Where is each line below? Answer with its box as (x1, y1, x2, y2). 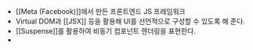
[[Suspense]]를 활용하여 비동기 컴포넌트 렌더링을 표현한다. (15, 27, 196, 35)
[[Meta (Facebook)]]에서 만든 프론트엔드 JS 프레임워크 (15, 7, 186, 16)
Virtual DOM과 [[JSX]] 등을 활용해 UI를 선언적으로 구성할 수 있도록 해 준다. (15, 16, 245, 26)
